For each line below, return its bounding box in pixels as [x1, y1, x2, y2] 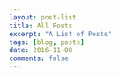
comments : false [9, 54, 69, 63]
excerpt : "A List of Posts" [9, 29, 113, 38]
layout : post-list [9, 12, 77, 22]
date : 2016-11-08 [9, 46, 73, 55]
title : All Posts [9, 21, 73, 30]
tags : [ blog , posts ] [9, 37, 86, 47]
